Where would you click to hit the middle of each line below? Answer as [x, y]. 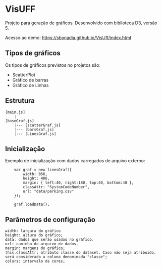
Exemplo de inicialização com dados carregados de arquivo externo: [75, 161]
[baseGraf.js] [20, 121]
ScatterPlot [24, 75]
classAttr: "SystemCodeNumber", [56, 187]
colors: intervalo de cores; [35, 261]
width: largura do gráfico [33, 231]
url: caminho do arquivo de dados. [42, 244]
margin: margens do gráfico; [35, 248]
